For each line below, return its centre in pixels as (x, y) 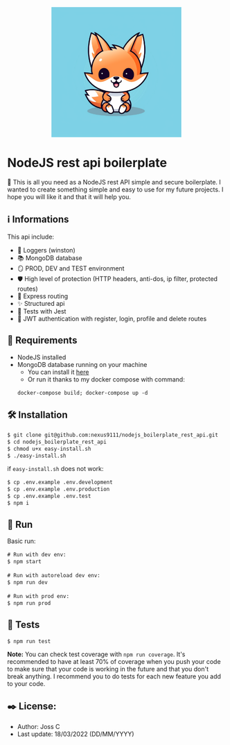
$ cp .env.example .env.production (59, 489)
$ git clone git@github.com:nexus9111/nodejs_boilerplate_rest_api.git (113, 435)
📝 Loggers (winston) (46, 250)
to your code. (26, 684)
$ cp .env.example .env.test (49, 496)
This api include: (30, 237)
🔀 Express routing (43, 296)
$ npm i (18, 503)
